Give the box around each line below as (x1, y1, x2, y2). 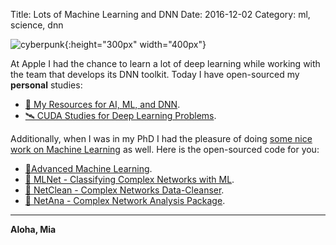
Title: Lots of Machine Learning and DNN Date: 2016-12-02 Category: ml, (10, 9, 311, 20)
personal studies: (10, 79, 83, 91)
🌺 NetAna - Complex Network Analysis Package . (24, 195, 226, 206)
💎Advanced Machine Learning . (24, 163, 153, 174)
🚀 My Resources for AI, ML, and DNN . (24, 99, 181, 110)
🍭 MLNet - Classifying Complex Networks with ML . (24, 174, 235, 185)
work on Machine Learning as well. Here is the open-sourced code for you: (10, 144, 320, 155)
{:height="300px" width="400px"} (64, 39, 207, 50)
